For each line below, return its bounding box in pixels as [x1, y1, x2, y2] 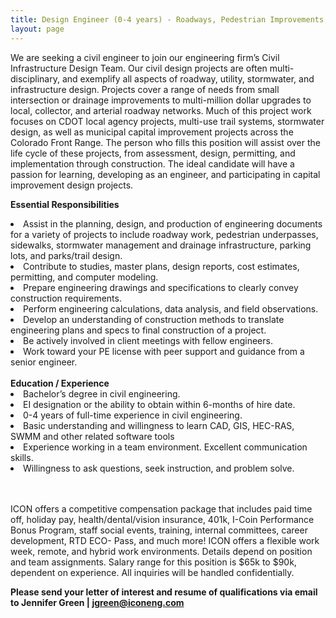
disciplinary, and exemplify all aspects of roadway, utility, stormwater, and [10, 72, 315, 85]
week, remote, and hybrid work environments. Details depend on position [10, 545, 313, 557]
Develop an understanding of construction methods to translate [23, 313, 285, 325]
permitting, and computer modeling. [10, 271, 159, 283]
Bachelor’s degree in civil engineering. [23, 387, 181, 400]
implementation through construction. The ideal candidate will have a [10, 157, 295, 170]
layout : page [10, 24, 65, 34]
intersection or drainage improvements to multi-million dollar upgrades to [10, 94, 312, 106]
